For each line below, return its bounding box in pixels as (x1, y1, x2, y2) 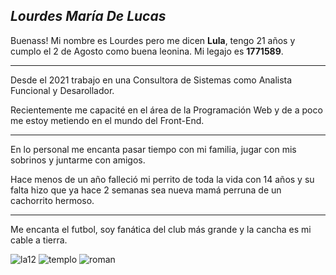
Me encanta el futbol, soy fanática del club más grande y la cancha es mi (10, 223, 312, 235)
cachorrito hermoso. (10, 194, 95, 206)
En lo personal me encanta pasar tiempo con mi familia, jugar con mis (10, 143, 297, 155)
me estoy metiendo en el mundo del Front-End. (10, 114, 205, 126)
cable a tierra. (10, 234, 68, 246)
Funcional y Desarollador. (10, 84, 115, 96)
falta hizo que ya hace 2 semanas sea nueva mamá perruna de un (10, 184, 282, 196)
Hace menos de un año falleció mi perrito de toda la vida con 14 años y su (10, 173, 315, 185)
